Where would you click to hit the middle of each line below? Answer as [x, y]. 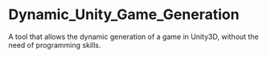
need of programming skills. [55, 44]
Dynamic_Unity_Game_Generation [124, 15]
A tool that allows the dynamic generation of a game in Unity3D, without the [133, 37]
